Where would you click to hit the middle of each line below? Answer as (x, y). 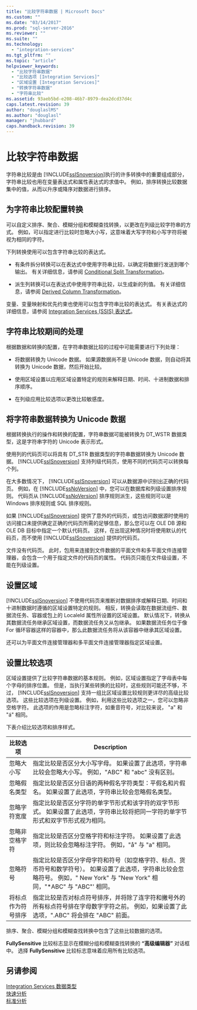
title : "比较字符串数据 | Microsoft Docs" (56, 11)
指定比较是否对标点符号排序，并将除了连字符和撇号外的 (109, 898)
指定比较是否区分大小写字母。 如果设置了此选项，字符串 (110, 763)
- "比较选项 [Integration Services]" (56, 77)
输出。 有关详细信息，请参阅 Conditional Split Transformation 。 (91, 271)
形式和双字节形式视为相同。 (71, 821)
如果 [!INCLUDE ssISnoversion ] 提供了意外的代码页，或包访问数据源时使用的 (97, 516)
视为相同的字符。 (27, 239)
